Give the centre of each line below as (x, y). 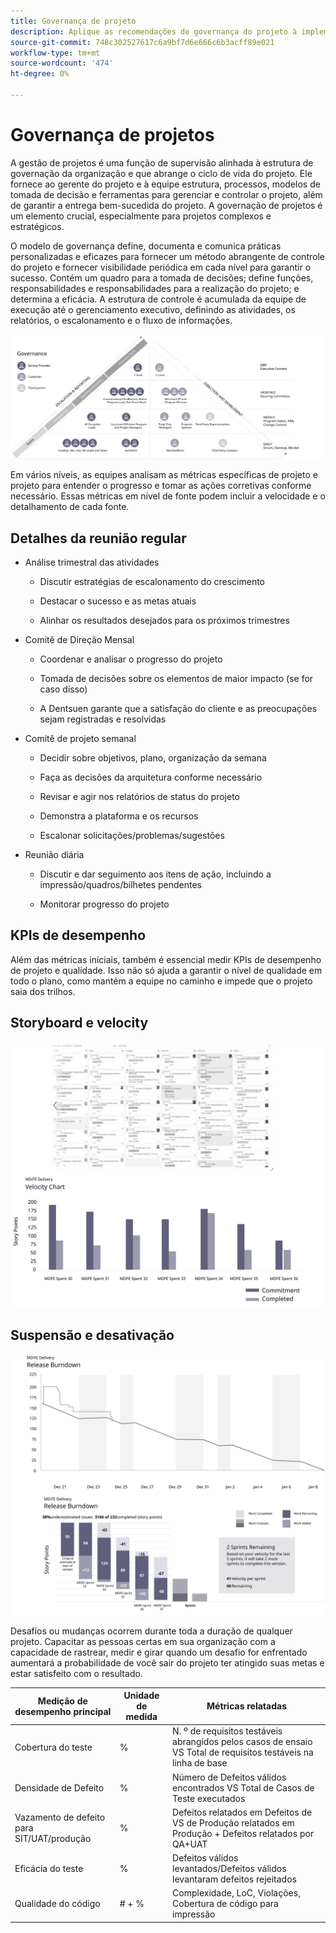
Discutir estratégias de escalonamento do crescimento (152, 581)
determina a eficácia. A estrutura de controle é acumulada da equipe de (158, 299)
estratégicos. (37, 226)
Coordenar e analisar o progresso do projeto (131, 659)
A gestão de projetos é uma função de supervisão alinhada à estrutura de (162, 162)
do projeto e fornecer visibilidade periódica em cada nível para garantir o (161, 267)
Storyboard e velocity (79, 1023)
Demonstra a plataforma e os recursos (119, 816)
